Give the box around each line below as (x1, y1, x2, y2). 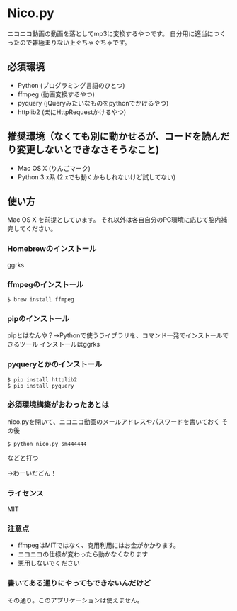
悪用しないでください (17, 559, 80, 568)
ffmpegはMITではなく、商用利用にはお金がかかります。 (17, 541, 180, 550)
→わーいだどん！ (7, 469, 57, 477)
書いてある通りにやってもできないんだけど (7, 578, 151, 588)
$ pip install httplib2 (7, 376, 78, 383)
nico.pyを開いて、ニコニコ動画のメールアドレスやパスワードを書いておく (7, 417, 221, 426)
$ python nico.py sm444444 (7, 440, 87, 447)
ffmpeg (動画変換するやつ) (17, 90, 96, 99)
